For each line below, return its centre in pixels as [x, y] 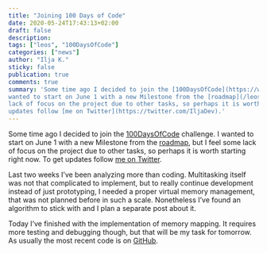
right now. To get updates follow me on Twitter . [85, 159]
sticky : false [32, 67]
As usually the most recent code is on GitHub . [83, 240]
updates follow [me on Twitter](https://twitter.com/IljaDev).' [117, 112]
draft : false [30, 30]
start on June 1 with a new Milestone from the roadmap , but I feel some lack [132, 142]
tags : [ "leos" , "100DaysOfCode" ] [64, 45]
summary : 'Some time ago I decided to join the [89, 89]
